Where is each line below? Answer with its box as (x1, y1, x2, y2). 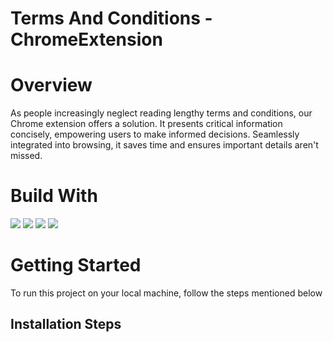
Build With (10, 185, 98, 207)
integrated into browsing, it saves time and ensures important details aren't (10, 139, 319, 151)
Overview (10, 74, 93, 97)
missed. (10, 150, 43, 162)
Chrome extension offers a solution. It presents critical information (10, 118, 283, 130)
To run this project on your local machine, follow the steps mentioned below (10, 287, 323, 299)
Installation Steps (10, 316, 122, 333)
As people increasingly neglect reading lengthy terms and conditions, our (10, 107, 313, 119)
